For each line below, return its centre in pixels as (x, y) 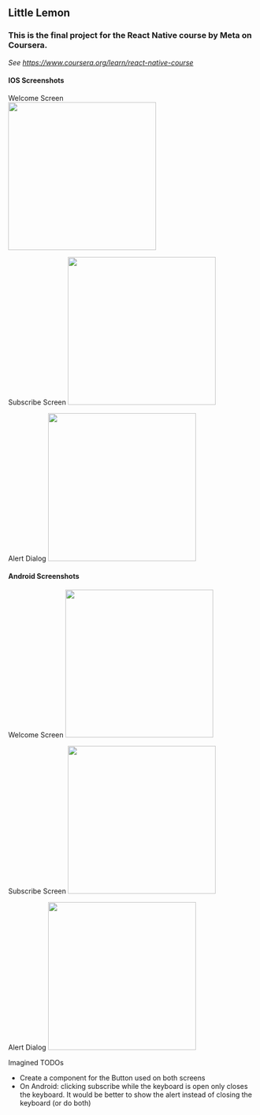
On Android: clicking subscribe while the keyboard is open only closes (134, 1087)
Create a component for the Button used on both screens (112, 1078)
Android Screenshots (44, 576)
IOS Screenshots (36, 80)
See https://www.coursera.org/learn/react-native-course (101, 62)
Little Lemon (39, 13)
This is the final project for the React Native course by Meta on (130, 35)
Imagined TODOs (36, 1063)
